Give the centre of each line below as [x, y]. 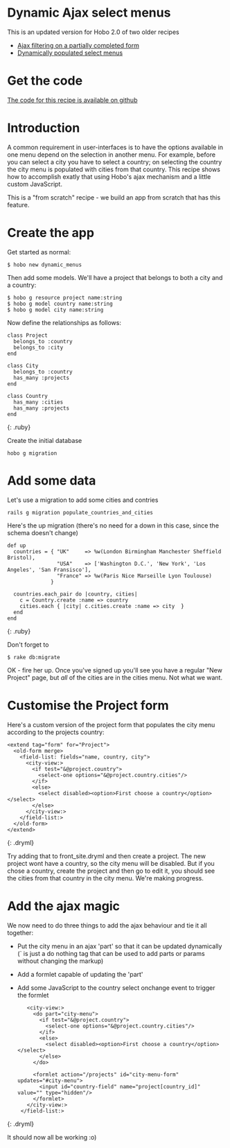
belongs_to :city [38, 347]
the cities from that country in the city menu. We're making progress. [106, 878]
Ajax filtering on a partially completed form [78, 45]
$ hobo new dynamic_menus [44, 265]
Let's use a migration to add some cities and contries [83, 500]
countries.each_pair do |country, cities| [76, 594]
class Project [28, 335]
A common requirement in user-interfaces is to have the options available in [115, 147]
